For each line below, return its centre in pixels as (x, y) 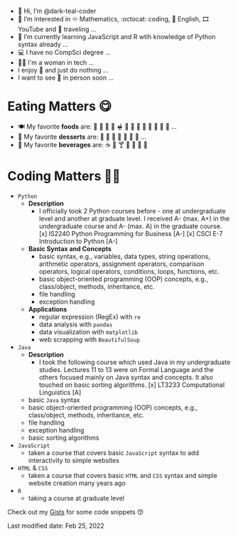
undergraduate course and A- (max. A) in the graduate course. (130, 226)
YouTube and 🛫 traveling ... (57, 29)
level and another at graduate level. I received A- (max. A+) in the (134, 218)
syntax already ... (43, 44)
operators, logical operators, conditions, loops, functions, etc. (129, 271)
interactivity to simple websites (74, 460)
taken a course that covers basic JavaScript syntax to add (114, 452)
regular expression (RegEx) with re (90, 317)
